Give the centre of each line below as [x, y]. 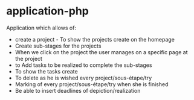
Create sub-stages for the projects [58, 46]
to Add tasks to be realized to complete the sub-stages [83, 65]
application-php [48, 11]
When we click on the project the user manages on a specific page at [102, 52]
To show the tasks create [46, 71]
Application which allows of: [41, 28]
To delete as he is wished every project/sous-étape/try [83, 78]
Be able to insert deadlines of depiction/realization [78, 90]
